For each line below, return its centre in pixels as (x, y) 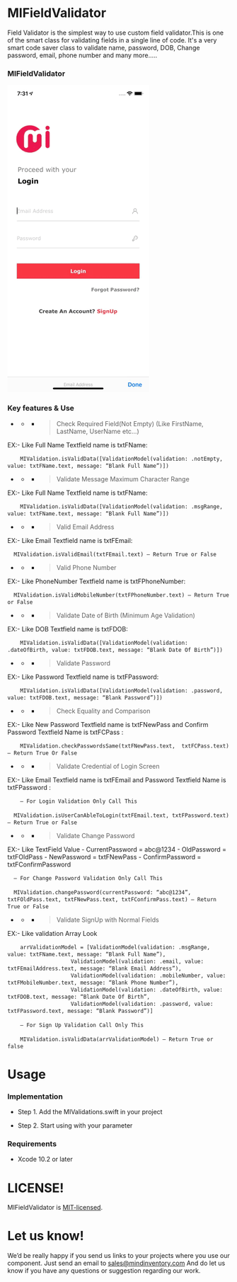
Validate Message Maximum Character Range (123, 479)
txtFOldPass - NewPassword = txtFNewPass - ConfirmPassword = (104, 857)
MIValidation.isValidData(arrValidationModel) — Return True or (117, 1039)
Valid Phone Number (86, 567)
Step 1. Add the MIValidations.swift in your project (90, 1112)
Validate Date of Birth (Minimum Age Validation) (126, 615)
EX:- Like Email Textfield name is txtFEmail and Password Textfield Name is (117, 779)
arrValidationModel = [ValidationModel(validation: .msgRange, (115, 947)
